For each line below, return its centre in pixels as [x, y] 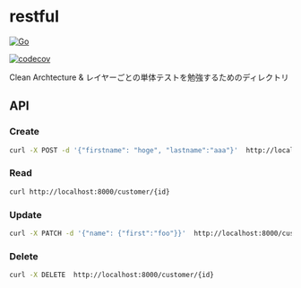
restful [34, 17]
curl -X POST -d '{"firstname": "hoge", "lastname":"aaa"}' [124, 150]
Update [26, 214]
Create [25, 132]
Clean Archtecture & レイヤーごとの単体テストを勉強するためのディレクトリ [149, 77]
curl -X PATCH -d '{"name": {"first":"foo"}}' [98, 233]
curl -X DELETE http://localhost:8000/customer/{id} [112, 275]
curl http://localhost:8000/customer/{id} [90, 192]
